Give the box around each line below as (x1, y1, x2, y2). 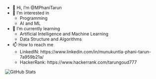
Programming (19, 15, 48, 21)
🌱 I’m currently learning (12, 26, 60, 32)
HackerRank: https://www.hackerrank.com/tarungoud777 (19, 59, 137, 65)
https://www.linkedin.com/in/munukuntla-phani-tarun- (40, 49, 151, 54)
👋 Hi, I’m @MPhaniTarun (12, 5, 62, 10)
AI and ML (19, 20, 41, 26)
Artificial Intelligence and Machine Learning (19, 31, 109, 37)
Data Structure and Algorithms (19, 36, 82, 42)
